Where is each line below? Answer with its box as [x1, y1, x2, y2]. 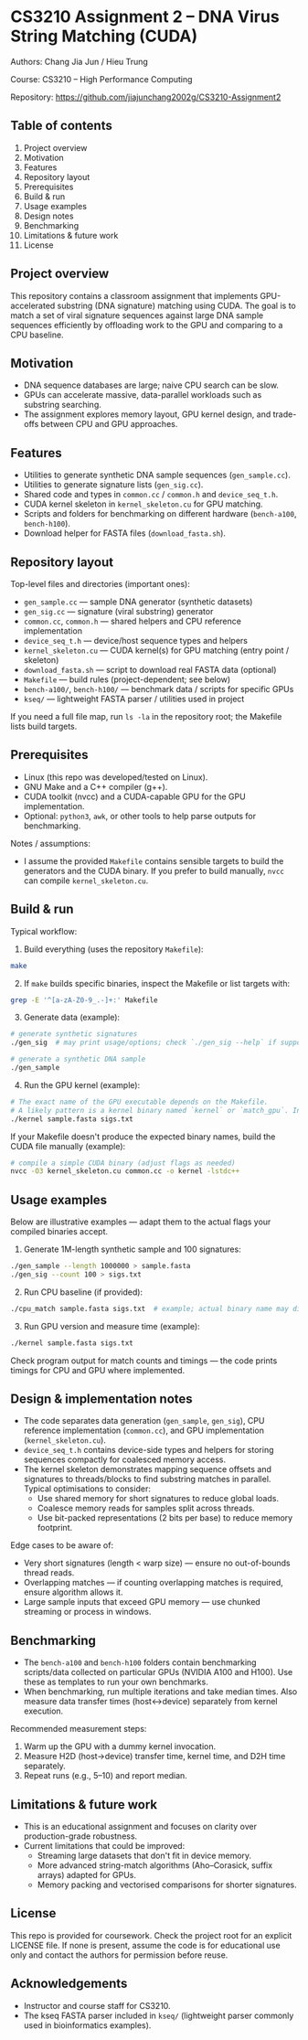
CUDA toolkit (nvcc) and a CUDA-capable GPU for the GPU [23, 791, 246, 802]
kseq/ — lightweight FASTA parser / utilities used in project [23, 693, 245, 704]
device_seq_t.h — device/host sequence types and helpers [23, 635, 248, 646]
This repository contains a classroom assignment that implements [10, 290, 259, 301]
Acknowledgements [10, 1976, 128, 1992]
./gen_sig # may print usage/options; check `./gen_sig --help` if [10, 1038, 277, 1048]
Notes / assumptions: [10, 838, 90, 849]
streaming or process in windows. [23, 1607, 152, 1618]
